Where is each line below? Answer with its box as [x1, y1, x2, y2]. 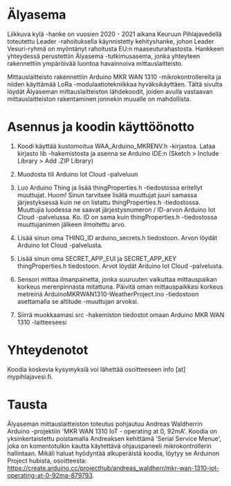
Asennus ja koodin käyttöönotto [7, 119, 195, 135]
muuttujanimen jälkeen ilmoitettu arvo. [17, 220, 127, 228]
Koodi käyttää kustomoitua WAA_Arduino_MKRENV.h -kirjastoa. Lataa [17, 142, 216, 150]
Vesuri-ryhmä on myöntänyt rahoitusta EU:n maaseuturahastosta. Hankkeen [7, 44, 225, 53]
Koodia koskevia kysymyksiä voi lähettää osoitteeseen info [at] [7, 365, 186, 373]
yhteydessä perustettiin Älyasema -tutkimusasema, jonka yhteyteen [7, 52, 201, 60]
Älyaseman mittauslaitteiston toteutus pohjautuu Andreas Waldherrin [7, 420, 203, 428]
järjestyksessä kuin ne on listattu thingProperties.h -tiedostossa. [17, 198, 201, 206]
